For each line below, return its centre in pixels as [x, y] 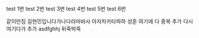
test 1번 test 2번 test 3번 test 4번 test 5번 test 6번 [66, 9]
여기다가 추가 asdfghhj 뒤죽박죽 [44, 29]
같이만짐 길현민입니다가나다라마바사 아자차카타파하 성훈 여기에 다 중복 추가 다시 [100, 21]
